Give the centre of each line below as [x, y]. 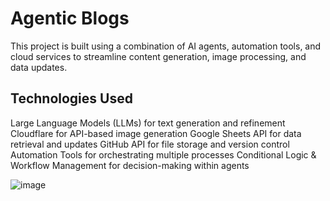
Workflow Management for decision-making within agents [130, 165]
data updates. [39, 67]
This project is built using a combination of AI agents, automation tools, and [166, 46]
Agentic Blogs [70, 18]
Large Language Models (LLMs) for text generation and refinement [148, 123]
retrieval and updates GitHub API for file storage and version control [150, 144]
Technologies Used [71, 98]
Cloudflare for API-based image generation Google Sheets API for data [156, 133]
